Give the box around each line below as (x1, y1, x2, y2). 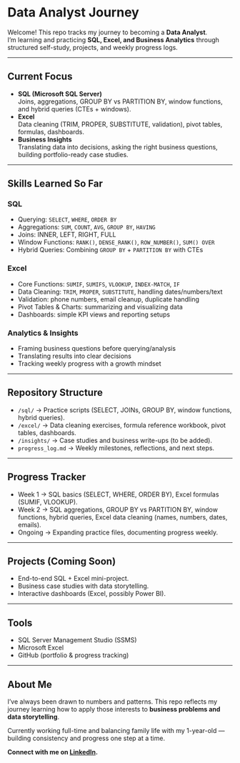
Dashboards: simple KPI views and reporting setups (17, 310, 170, 319)
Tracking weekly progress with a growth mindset (17, 359, 162, 368)
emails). (17, 520, 41, 529)
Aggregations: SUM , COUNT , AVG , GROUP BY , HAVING (17, 223, 156, 231)
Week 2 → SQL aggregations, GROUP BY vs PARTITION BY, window (17, 505, 218, 514)
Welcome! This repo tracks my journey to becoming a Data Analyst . (7, 28, 208, 36)
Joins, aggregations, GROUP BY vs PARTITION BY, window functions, (17, 97, 223, 106)
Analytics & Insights (7, 328, 79, 338)
